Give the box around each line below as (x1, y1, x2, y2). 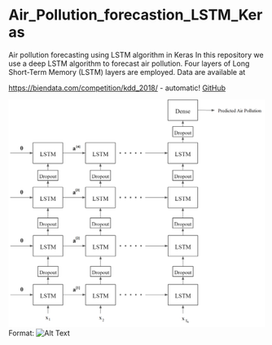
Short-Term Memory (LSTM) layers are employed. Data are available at (8, 67, 246, 76)
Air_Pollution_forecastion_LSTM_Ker (8, 6, 263, 24)
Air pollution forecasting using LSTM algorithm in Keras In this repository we (8, 50, 264, 59)
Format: (8, 328, 35, 338)
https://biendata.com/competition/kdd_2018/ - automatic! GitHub (8, 83, 226, 93)
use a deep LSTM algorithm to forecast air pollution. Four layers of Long (8, 59, 250, 68)
